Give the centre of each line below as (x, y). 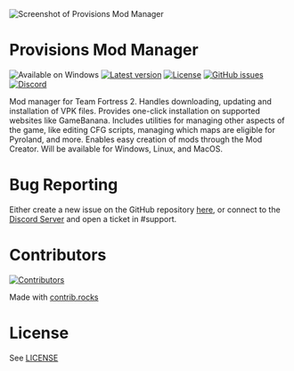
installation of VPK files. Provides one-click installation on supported (135, 111)
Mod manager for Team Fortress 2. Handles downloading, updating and (140, 101)
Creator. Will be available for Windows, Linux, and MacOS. (116, 148)
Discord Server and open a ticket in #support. (93, 218)
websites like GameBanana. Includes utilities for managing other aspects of (147, 120)
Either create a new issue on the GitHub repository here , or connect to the (145, 210)
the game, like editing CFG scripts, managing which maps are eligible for (143, 129)
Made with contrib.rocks (54, 297)
